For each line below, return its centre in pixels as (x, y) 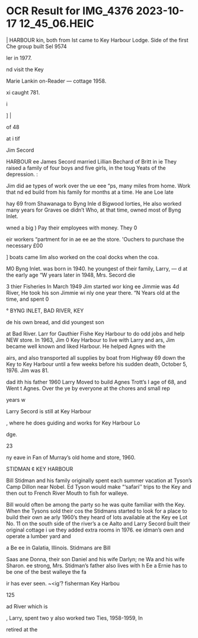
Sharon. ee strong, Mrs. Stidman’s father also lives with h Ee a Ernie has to (97, 565)
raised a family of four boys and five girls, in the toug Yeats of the (86, 168)
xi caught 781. (23, 92)
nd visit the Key (25, 69)
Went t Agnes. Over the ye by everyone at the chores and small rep (88, 388)
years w (16, 400)
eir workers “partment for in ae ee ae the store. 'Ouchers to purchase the (95, 239)
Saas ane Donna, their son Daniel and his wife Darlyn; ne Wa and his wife (95, 559)
